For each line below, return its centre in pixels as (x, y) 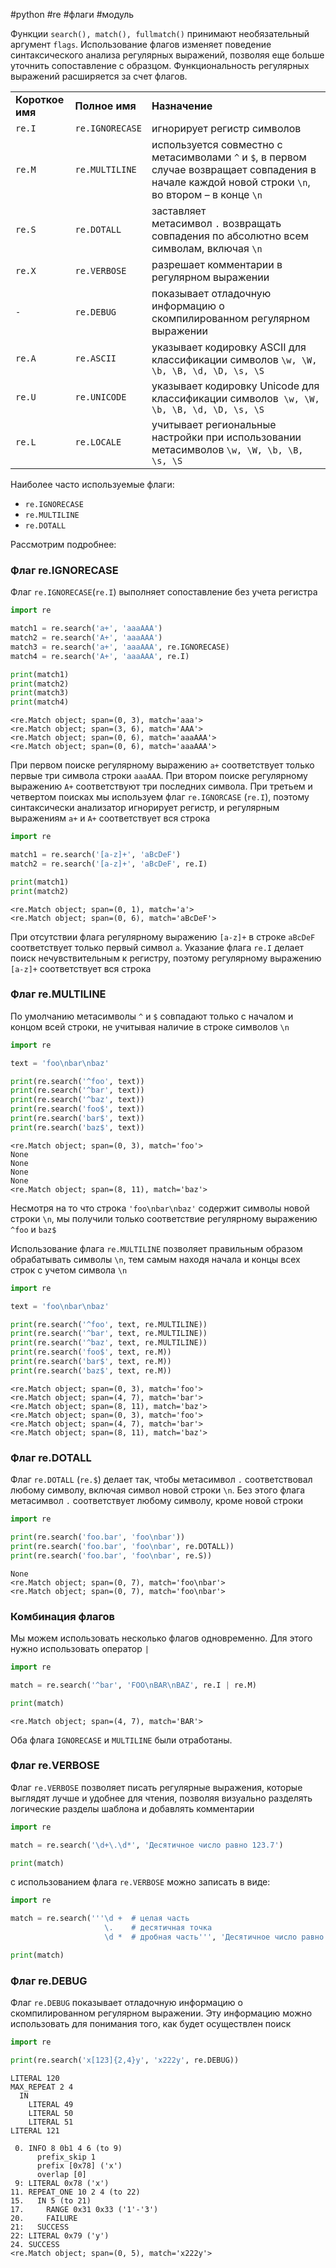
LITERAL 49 (51, 2104)
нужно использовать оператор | (80, 1648)
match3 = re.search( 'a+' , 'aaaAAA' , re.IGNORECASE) (120, 647)
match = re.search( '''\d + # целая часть (100, 1919)
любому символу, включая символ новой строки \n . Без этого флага (157, 1490)
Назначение (182, 106)
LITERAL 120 (35, 2078)
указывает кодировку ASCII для (229, 347)
